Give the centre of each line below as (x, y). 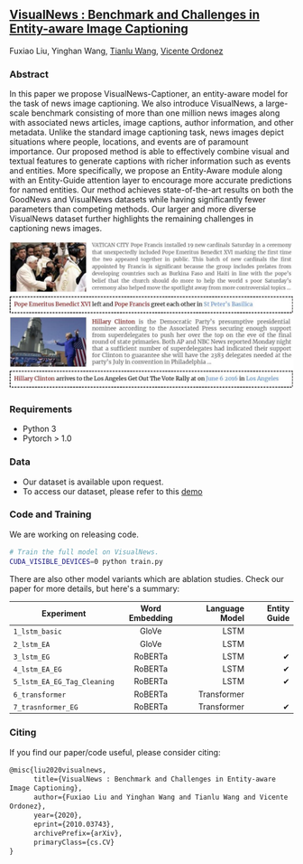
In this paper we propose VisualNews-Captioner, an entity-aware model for (149, 94)
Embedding (151, 618)
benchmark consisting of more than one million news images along (156, 113)
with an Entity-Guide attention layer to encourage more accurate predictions (151, 181)
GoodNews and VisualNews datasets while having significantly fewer (138, 200)
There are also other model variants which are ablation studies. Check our (147, 578)
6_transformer (40, 695)
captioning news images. (56, 229)
